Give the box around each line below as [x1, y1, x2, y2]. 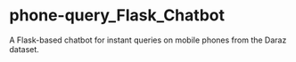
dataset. [9, 43, 40, 54]
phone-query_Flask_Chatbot [9, 5, 226, 26]
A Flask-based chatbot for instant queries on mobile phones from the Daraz [9, 35, 287, 45]
